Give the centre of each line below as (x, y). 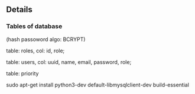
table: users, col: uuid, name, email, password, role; (69, 62)
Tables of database (34, 26)
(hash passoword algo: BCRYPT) (46, 39)
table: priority (22, 73)
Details (19, 10)
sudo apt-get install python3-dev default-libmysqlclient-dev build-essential (97, 85)
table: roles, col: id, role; (35, 51)
